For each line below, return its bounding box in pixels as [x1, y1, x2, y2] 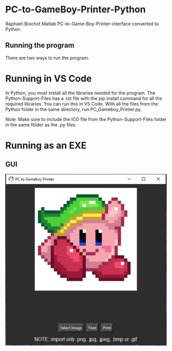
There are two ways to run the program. [5, 55, 90, 61]
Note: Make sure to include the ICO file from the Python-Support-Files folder [5, 116, 167, 122]
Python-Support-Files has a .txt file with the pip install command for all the [5, 95, 162, 101]
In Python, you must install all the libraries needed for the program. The [5, 90, 156, 96]
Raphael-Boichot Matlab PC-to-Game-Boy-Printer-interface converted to [5, 21, 159, 27]
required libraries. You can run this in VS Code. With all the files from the [5, 100, 158, 107]
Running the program [5, 41, 75, 50]
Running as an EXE [5, 139, 87, 151]
